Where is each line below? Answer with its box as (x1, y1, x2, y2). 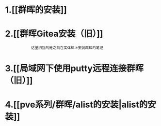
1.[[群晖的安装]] (5, 4, 67, 15)
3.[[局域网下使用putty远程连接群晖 (5, 63, 144, 74)
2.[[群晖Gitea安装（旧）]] (5, 28, 103, 39)
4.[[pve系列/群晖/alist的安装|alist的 (5, 99, 148, 110)
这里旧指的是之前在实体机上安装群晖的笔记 (31, 45, 103, 51)
